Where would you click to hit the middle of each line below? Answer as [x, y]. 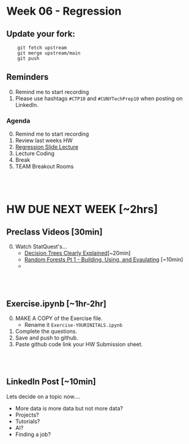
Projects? [27, 415]
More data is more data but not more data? [69, 408]
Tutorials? [28, 421]
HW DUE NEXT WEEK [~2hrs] [82, 209]
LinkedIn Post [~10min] [51, 382]
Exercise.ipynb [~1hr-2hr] [57, 304]
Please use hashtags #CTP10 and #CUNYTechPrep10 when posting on [99, 98]
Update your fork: [41, 34]
